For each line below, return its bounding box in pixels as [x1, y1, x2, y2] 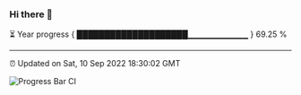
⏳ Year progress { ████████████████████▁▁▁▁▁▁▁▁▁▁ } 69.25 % [9, 29, 288, 39]
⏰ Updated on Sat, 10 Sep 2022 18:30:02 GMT [9, 58, 181, 69]
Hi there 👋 [9, 8, 54, 21]
